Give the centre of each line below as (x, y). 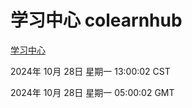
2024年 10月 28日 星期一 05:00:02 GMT (92, 92)
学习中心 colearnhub (96, 20)
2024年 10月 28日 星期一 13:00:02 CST (90, 71)
